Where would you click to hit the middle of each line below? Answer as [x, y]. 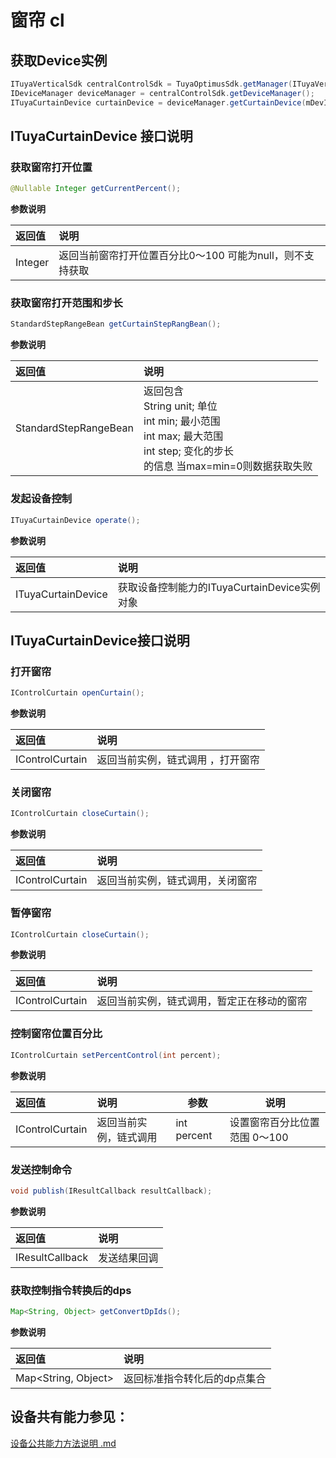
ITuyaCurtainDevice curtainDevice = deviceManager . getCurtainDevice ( [158, 102]
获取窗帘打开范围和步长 [66, 303]
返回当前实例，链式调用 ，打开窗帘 [178, 760]
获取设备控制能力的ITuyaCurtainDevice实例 [219, 587]
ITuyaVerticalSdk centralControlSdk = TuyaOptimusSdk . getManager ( [151, 84]
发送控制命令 [41, 1169]
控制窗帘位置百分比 [56, 1034]
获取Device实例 [59, 60]
